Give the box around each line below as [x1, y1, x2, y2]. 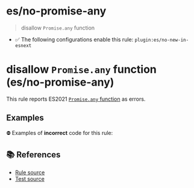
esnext [14, 42, 32, 49]
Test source [14, 175, 45, 182]
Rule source [14, 169, 45, 176]
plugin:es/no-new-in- [134, 37, 189, 43]
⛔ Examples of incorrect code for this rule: [6, 129, 113, 136]
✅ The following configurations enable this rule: [14, 36, 134, 43]
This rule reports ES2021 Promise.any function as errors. [6, 95, 146, 102]
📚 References [6, 149, 61, 160]
